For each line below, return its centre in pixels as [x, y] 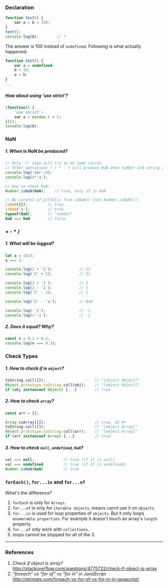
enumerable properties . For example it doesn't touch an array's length [85, 518]
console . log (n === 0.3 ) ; [31, 343]
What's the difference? [29, 493]
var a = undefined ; [34, 65]
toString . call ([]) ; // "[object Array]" [71, 427]
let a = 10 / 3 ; [20, 256]
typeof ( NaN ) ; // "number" [39, 214]
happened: [16, 51]
